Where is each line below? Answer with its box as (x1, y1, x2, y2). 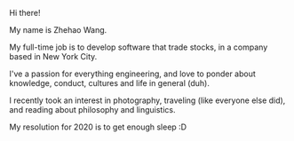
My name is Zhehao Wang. (9, 25, 107, 35)
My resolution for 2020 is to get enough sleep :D (9, 121, 187, 132)
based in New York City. (9, 51, 98, 61)
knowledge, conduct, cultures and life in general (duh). (9, 78, 211, 88)
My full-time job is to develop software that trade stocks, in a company (9, 42, 268, 52)
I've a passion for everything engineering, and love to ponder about (9, 68, 256, 79)
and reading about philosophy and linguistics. (9, 105, 176, 114)
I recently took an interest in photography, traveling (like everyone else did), (9, 95, 286, 106)
